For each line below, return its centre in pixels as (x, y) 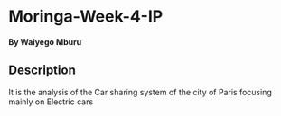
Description (42, 71)
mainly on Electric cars (51, 102)
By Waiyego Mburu (45, 41)
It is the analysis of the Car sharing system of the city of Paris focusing (140, 92)
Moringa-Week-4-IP (86, 17)
